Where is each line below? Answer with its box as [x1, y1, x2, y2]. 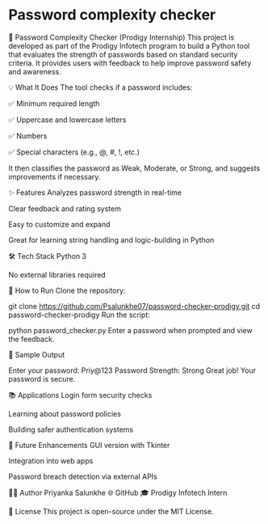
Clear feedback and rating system [8, 204, 121, 213]
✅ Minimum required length [8, 99, 100, 108]
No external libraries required [8, 269, 107, 280]
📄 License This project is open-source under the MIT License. [8, 506, 214, 516]
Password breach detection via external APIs [8, 471, 157, 481]
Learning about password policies [8, 408, 121, 418]
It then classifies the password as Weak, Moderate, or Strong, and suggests [8, 163, 261, 173]
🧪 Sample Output [8, 349, 65, 359]
